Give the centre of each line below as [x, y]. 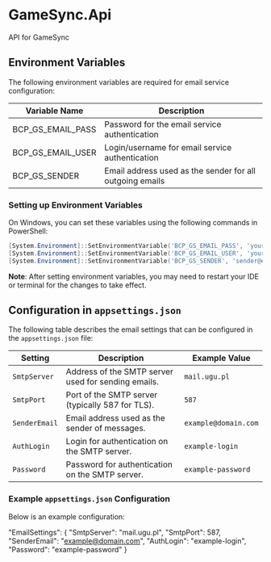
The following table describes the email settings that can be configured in [131, 329]
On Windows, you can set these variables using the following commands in [133, 223]
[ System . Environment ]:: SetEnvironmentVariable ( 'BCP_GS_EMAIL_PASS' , [126, 246]
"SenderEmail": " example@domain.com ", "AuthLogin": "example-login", [127, 541]
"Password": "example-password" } [68, 549]
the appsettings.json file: [51, 338]
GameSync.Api [60, 15]
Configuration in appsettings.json [95, 310]
